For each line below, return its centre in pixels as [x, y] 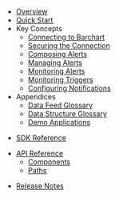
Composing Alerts [58, 54]
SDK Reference [41, 138]
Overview [32, 12]
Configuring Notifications [69, 88]
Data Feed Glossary [60, 105]
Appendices [36, 97]
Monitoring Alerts [56, 71]
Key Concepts [39, 28]
